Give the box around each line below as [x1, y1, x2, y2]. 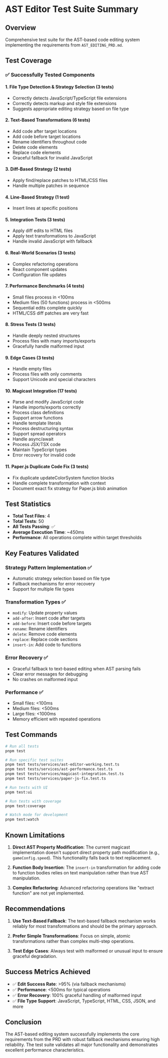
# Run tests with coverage [5, 798, 61, 803]
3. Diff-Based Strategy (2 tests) [5, 166, 71, 172]
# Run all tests [5, 743, 39, 748]
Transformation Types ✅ [5, 598, 66, 605]
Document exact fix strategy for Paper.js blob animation [12, 485, 127, 491]
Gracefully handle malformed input [12, 343, 84, 349]
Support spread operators [12, 431, 66, 437]
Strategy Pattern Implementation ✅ [5, 564, 92, 571]
